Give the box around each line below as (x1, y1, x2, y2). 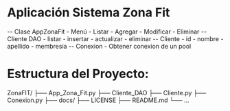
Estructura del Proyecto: (7, 66, 149, 82)
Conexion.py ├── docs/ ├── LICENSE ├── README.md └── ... (7, 96, 190, 104)
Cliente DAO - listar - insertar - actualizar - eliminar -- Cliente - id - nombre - (7, 34, 224, 42)
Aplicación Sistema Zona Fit (7, 5, 170, 21)
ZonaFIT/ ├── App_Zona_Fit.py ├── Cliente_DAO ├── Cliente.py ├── (7, 88, 207, 97)
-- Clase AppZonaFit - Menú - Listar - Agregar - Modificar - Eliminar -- (7, 27, 207, 36)
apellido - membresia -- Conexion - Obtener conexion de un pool (7, 42, 192, 50)
